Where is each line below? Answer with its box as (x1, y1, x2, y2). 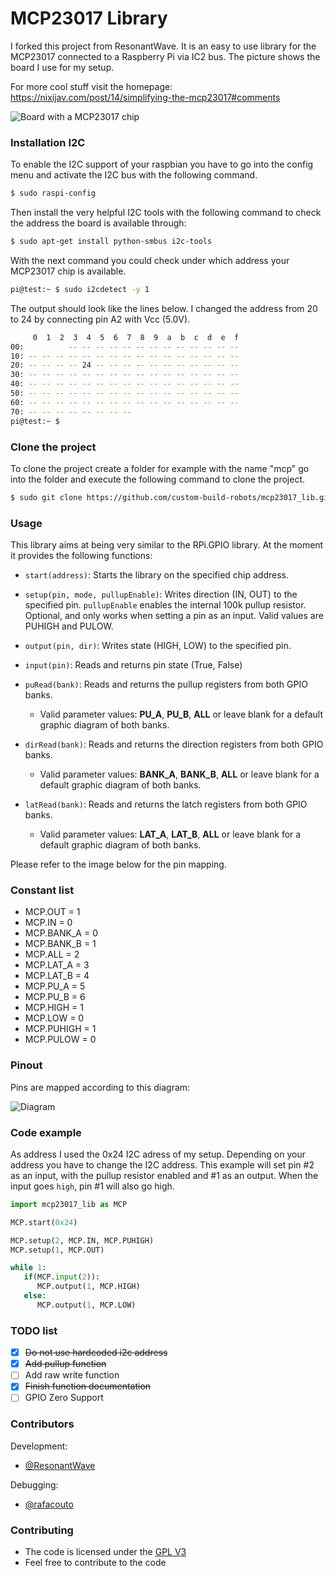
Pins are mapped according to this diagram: (10, 1081, 191, 1093)
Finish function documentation (24, 1380, 152, 1392)
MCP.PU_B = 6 (24, 991, 86, 1003)
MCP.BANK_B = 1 (24, 938, 97, 950)
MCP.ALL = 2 (24, 948, 80, 961)
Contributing (10, 1523, 74, 1537)
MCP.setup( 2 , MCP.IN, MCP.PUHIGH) (10, 1235, 155, 1246)
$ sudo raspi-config (10, 188, 97, 199)
